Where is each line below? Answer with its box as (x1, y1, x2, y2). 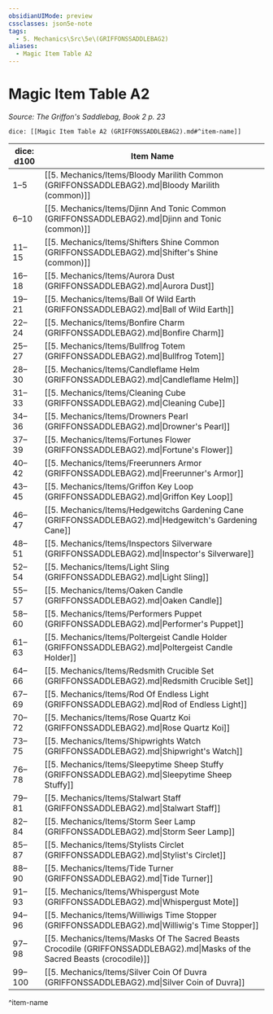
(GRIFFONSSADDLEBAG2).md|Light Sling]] (44, 571, 210, 582)
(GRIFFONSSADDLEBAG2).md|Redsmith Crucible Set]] (44, 675, 254, 687)
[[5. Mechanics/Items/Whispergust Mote (44, 885, 200, 897)
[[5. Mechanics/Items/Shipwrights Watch (44, 735, 201, 746)
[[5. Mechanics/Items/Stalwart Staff (44, 792, 181, 803)
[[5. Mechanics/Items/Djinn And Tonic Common (44, 203, 227, 214)
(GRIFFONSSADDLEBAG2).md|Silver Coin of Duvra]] (44, 977, 245, 988)
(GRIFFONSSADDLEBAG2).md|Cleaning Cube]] (44, 397, 226, 408)
